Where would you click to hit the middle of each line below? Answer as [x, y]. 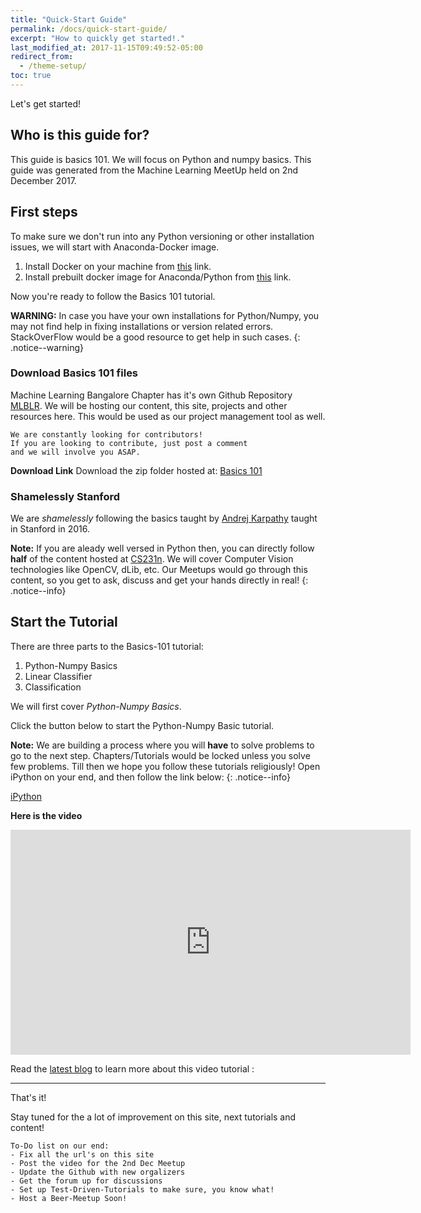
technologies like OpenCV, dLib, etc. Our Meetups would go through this [159, 570]
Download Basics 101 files [74, 373]
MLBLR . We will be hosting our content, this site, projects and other [149, 405]
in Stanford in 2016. [50, 529]
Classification [53, 687]
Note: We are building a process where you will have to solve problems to [162, 745]
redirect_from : [42, 57]
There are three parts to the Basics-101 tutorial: [107, 646]
